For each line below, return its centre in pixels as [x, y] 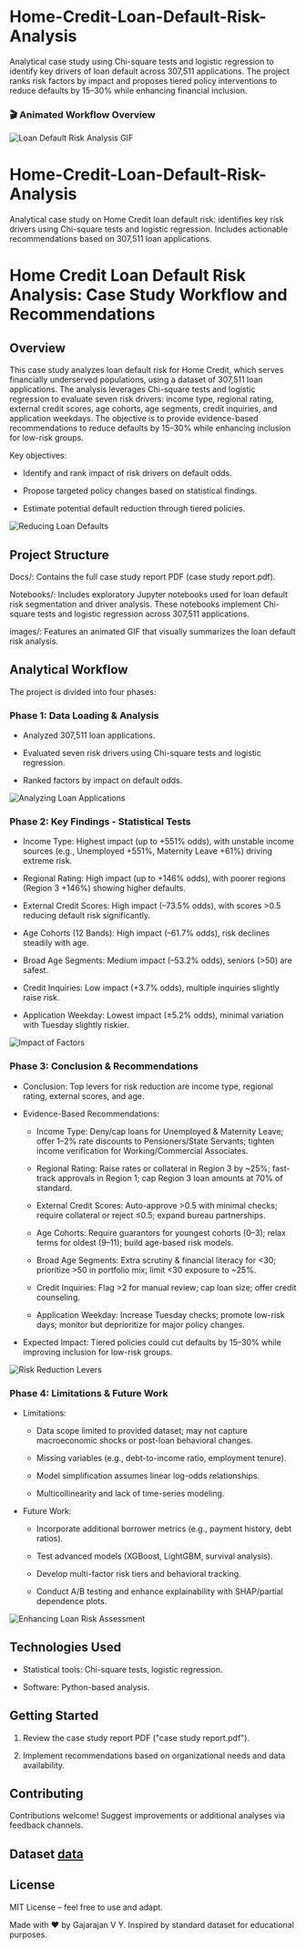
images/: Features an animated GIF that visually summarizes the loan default [153, 631]
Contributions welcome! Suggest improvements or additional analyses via [147, 1816]
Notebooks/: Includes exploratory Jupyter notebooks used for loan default [149, 594]
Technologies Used [65, 1648]
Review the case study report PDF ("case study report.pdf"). [136, 1737]
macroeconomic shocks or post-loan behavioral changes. [144, 1440]
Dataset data [46, 1854]
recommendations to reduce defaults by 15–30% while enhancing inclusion [150, 428]
